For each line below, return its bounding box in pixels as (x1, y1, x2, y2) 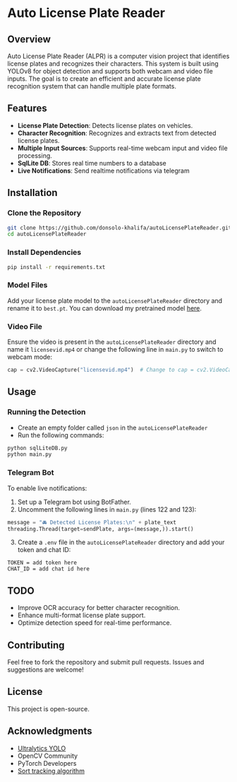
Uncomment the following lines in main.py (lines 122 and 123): (17, 505, 197, 514)
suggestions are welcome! (7, 665, 84, 674)
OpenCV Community (17, 752, 78, 760)
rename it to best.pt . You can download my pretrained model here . (7, 304, 202, 312)
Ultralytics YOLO (17, 744, 66, 752)
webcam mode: (7, 352, 53, 362)
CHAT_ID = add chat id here (7, 565, 90, 573)
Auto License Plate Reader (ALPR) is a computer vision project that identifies (7, 52, 230, 60)
